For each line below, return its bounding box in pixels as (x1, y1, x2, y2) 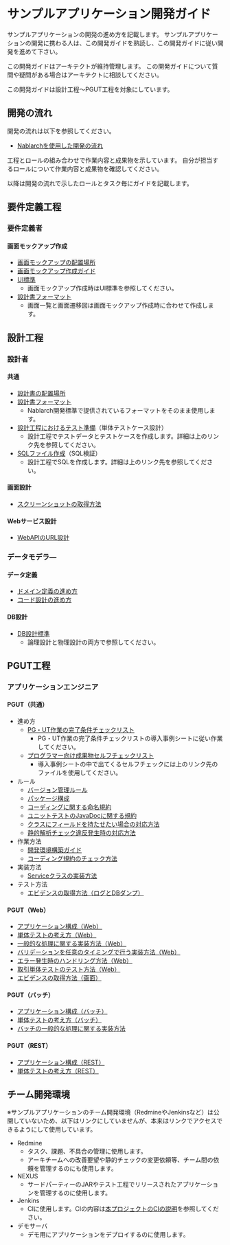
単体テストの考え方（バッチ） (16, 1016, 102, 1024)
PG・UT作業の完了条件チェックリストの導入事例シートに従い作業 (37, 734, 223, 742)
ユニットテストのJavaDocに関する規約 (27, 812, 137, 820)
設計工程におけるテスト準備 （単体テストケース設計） (16, 423, 168, 431)
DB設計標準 (16, 629, 50, 637)
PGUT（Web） (7, 906, 50, 914)
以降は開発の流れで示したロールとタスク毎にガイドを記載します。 (7, 179, 194, 187)
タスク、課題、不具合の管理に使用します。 (27, 1147, 147, 1156)
